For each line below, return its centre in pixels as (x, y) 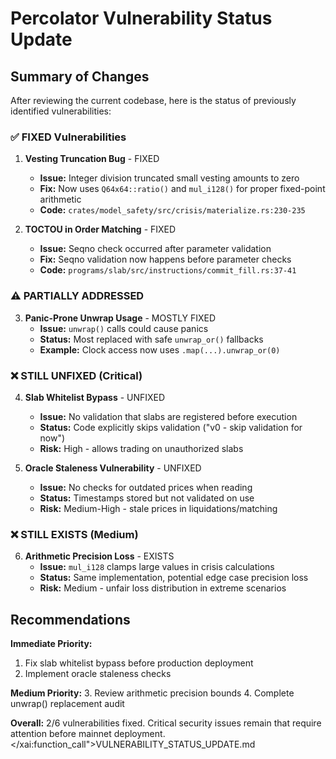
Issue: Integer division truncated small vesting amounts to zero (169, 178)
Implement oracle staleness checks (98, 673)
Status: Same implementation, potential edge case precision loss (174, 578)
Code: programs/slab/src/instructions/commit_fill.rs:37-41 (168, 270)
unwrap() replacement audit (67, 703)
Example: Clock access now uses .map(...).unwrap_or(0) (160, 349)
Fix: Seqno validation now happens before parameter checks (165, 259)
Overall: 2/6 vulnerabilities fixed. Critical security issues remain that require (166, 723)
